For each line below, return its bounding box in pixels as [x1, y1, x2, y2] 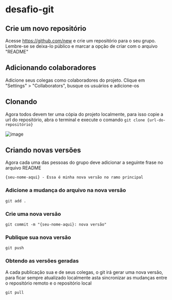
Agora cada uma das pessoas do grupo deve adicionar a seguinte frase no [5, 159, 163, 165]
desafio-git [5, 4, 54, 15]
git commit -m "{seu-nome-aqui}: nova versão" [5, 222, 107, 227]
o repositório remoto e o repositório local [5, 280, 92, 286]
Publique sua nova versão [5, 234, 71, 241]
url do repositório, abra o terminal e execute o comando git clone [5, 117, 145, 123]
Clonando [5, 98, 37, 106]
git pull [5, 290, 24, 295]
